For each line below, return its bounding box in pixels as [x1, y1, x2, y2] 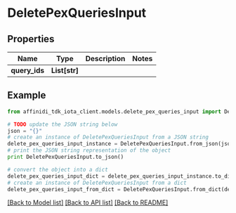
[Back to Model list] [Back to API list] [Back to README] [7, 198, 169, 207]
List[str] [51, 65, 79, 75]
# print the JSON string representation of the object [7, 147, 171, 154]
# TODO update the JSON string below [7, 121, 118, 128]
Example [7, 89, 46, 101]
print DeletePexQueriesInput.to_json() [7, 153, 124, 161]
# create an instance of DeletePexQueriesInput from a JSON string [7, 134, 209, 141]
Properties [7, 33, 55, 45]
